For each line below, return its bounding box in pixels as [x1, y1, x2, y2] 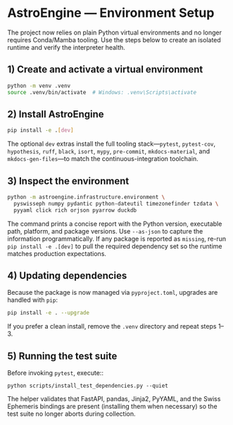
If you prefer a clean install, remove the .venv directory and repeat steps [7, 322, 217, 331]
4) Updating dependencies [7, 269, 127, 282]
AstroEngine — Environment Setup [7, 5, 215, 21]
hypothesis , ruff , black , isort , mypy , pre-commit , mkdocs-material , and [7, 147, 210, 156]
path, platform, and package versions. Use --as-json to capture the [7, 227, 203, 235]
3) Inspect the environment [7, 175, 130, 187]
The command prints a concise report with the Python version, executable [7, 220, 222, 228]
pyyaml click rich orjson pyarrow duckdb [13, 206, 137, 214]
